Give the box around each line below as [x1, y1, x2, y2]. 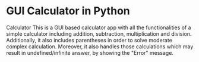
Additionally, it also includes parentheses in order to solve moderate [6, 36, 172, 44]
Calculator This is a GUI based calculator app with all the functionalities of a [6, 24, 191, 31]
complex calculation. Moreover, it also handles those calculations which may [6, 43, 194, 50]
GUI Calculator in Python [6, 4, 130, 18]
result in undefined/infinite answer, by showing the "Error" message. [6, 49, 174, 56]
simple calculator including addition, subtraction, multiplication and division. [6, 30, 192, 37]
